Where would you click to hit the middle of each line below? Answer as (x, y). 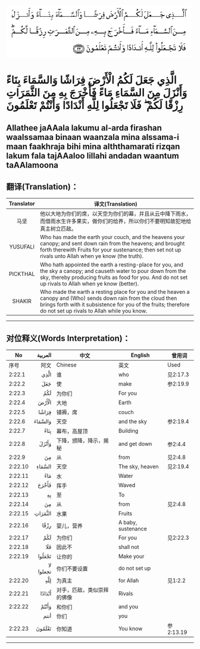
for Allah (129, 580)
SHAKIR (22, 301)
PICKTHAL (22, 274)
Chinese (66, 365)
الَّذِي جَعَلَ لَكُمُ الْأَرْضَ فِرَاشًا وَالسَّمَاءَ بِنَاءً (91, 80)
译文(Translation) (116, 204)
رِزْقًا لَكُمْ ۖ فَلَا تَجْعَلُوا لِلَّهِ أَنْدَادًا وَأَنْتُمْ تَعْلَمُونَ (95, 105)
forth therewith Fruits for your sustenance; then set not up (110, 250)
